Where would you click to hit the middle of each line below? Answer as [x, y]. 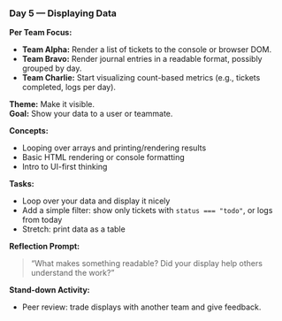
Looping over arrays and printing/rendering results [114, 148]
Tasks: [22, 184]
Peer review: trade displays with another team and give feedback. [141, 307]
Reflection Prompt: [45, 247]
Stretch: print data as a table [73, 229]
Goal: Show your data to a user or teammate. [91, 114]
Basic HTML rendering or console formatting [103, 157]
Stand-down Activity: [50, 290]
